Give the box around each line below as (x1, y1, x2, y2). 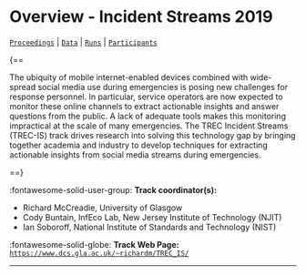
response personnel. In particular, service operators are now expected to (9, 91, 284, 102)
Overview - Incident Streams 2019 (9, 6, 273, 27)
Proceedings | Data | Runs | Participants (9, 36, 158, 47)
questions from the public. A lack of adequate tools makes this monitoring (9, 110, 287, 121)
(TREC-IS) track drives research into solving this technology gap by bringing (9, 129, 296, 140)
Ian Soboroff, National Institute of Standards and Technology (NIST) (22, 221, 277, 232)
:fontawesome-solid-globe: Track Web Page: (9, 239, 179, 250)
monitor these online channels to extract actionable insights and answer (9, 100, 280, 111)
